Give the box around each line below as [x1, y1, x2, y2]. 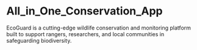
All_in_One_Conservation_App [6, 4, 163, 18]
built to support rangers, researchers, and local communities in [6, 30, 165, 37]
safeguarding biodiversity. [6, 37, 72, 44]
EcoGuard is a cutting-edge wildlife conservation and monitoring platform [6, 24, 191, 31]
